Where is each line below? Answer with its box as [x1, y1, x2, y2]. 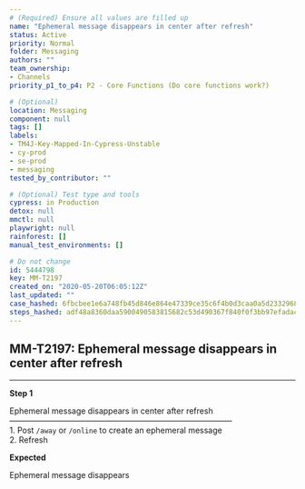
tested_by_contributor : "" [9, 174, 112, 183]
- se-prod [9, 156, 47, 165]
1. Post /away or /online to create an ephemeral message [9, 424, 222, 436]
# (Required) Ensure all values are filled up [9, 13, 189, 23]
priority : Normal [9, 38, 75, 48]
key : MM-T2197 [9, 274, 64, 283]
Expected [9, 452, 47, 464]
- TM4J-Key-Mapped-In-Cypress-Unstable [9, 140, 161, 149]
